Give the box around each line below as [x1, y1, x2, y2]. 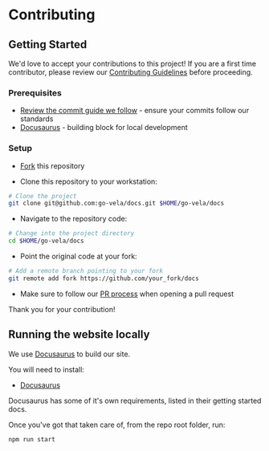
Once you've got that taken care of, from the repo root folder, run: [8, 420, 226, 429]
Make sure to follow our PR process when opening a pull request [19, 289, 234, 299]
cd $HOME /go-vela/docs [8, 237, 84, 246]
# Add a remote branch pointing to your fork [8, 267, 163, 275]
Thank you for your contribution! [8, 304, 116, 314]
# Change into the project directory [8, 230, 135, 238]
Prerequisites [8, 87, 62, 98]
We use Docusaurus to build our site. [8, 349, 131, 359]
